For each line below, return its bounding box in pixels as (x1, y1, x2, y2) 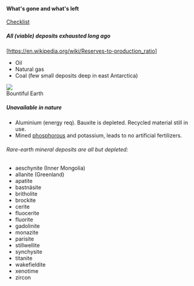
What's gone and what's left (6, 5, 79, 12)
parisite (15, 235, 35, 242)
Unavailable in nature (6, 104, 62, 111)
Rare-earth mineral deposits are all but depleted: (6, 145, 129, 153)
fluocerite (15, 210, 39, 217)
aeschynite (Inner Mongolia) (15, 164, 86, 172)
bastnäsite (15, 184, 41, 191)
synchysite (15, 248, 42, 256)
